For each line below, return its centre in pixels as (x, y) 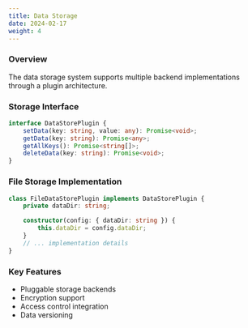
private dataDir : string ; (67, 206)
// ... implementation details (76, 243)
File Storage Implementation (65, 181)
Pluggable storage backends (68, 289)
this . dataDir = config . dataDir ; (92, 228)
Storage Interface (44, 106)
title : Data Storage (43, 16)
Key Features (35, 271)
